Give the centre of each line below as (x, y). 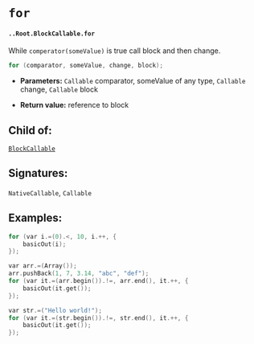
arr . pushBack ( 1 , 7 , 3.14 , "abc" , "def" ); (79, 274)
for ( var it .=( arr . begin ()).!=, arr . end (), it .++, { (98, 281)
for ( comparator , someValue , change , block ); (86, 66)
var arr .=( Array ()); (43, 266)
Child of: (30, 130)
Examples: (35, 218)
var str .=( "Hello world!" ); (55, 310)
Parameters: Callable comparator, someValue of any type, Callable (133, 81)
